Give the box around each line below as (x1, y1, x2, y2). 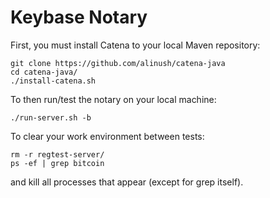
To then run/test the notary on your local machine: (10, 93, 217, 105)
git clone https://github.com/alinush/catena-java (10, 58, 226, 68)
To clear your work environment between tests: (10, 130, 205, 142)
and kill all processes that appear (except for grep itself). (10, 176, 244, 188)
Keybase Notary (10, 6, 148, 29)
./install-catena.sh (10, 76, 97, 86)
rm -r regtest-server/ (10, 149, 105, 160)
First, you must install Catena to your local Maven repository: (10, 39, 261, 51)
